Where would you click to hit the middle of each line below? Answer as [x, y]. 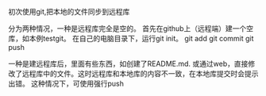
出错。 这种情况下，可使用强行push [66, 83]
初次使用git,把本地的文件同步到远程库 [69, 12]
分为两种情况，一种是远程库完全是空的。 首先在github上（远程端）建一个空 [131, 29]
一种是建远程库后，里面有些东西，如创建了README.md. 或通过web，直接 [128, 63]
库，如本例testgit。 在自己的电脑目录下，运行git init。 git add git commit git [131, 38]
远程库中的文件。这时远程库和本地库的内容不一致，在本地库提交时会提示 [140, 73]
